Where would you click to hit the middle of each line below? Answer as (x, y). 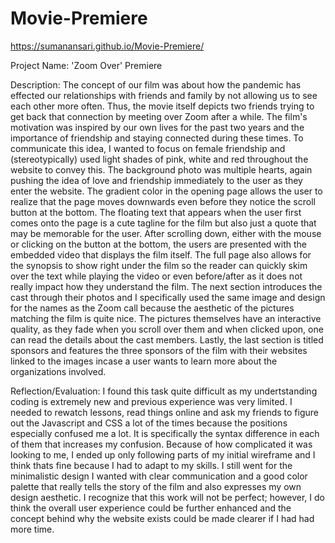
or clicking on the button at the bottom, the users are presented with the (159, 244)
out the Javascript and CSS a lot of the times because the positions (149, 423)
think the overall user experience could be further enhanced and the (151, 508)
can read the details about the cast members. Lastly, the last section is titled (167, 339)
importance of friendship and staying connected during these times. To (157, 138)
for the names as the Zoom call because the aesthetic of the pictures (152, 308)
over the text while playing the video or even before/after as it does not (156, 276)
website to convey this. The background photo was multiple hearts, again (161, 169)
